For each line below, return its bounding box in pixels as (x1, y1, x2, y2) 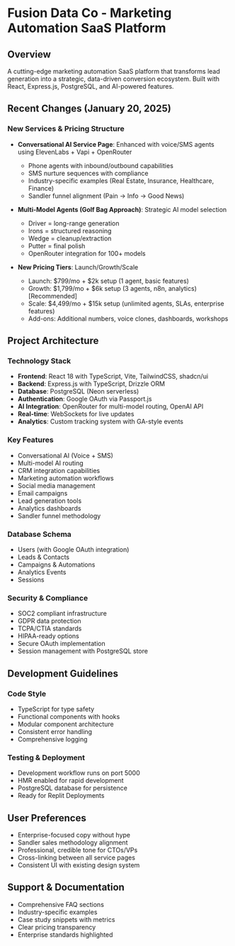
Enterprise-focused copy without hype (17, 831, 131, 840)
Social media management (17, 481, 96, 490)
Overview (7, 48, 52, 60)
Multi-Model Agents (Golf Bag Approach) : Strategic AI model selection (17, 205, 227, 213)
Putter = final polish (28, 241, 86, 250)
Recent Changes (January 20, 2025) (7, 103, 171, 115)
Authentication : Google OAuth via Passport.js (17, 395, 152, 404)
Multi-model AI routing (17, 459, 84, 467)
